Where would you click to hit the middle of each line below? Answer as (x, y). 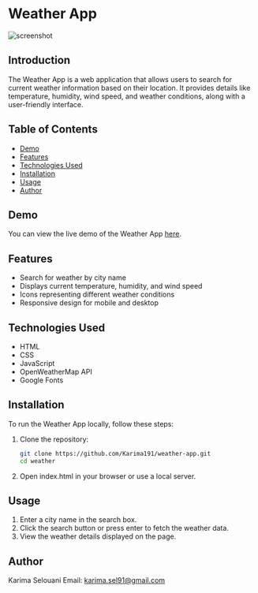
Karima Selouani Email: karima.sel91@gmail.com (87, 580)
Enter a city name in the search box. (78, 520)
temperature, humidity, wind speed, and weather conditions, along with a (127, 96)
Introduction (39, 60)
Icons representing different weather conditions (97, 295)
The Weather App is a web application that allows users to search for (120, 79)
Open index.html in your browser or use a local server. (108, 476)
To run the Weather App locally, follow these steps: (91, 423)
